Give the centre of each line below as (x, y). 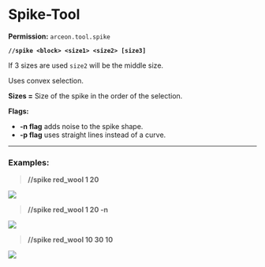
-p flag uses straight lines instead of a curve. (93, 135)
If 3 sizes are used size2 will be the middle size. (86, 65)
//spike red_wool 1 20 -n (68, 210)
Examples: (29, 162)
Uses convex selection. (46, 80)
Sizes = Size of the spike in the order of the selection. (95, 95)
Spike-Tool (44, 15)
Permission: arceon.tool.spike (59, 36)
